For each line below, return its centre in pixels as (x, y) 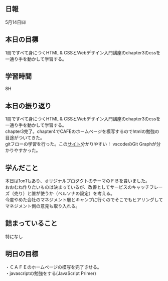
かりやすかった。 (23, 151)
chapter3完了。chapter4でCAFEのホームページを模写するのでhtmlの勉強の (82, 131)
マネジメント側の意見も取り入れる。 (43, 206)
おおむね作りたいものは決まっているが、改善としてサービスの (69, 187)
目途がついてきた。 (25, 138)
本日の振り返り (28, 106)
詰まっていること (31, 223)
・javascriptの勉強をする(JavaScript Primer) (51, 273)
